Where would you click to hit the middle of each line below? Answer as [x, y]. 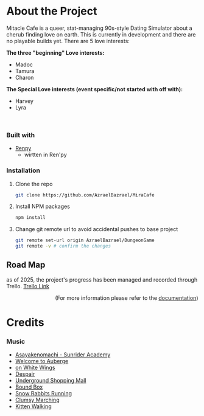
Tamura [25, 71]
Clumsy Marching [37, 400]
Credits [25, 323]
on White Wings [35, 368]
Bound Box [29, 387]
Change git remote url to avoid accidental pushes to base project [97, 229]
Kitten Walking [33, 406]
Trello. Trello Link [28, 286]
